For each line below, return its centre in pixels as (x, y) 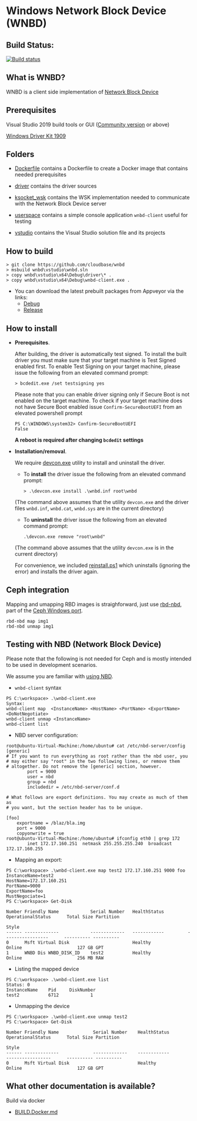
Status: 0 (18, 985)
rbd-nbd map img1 (27, 621)
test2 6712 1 (50, 995)
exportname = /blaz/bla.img (51, 823)
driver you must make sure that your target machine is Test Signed (95, 361)
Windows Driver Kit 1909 (36, 136)
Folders (20, 154)
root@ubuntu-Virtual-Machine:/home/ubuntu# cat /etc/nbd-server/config (96, 746)
